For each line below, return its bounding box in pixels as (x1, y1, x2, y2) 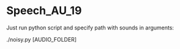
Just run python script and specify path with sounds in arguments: (6, 24, 174, 31)
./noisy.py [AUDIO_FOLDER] (6, 36, 77, 43)
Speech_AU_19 (6, 4, 82, 18)
